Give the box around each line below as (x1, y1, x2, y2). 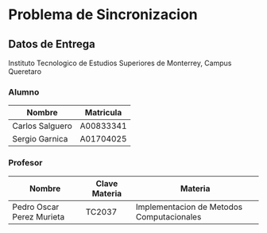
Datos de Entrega (8, 37, 95, 51)
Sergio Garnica (12, 134, 68, 145)
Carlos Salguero (12, 121, 73, 132)
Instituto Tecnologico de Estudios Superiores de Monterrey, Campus (8, 58, 232, 68)
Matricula (84, 107, 122, 118)
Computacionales (135, 211, 202, 222)
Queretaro (8, 67, 42, 76)
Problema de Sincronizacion (8, 6, 199, 24)
